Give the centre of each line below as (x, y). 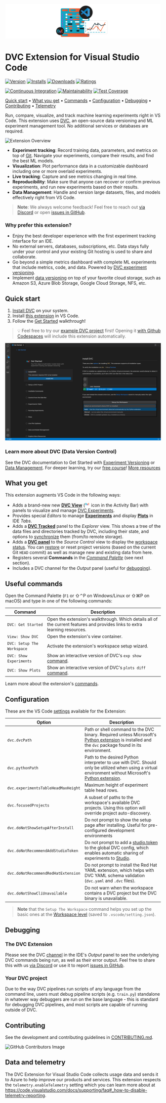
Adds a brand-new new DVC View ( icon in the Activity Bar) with (80, 505)
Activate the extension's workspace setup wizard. (97, 646)
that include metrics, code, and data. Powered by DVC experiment (80, 267)
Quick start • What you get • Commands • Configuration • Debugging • (78, 101)
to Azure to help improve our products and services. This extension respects (83, 1079)
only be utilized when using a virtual (121, 768)
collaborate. (24, 257)
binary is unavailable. (106, 898)
